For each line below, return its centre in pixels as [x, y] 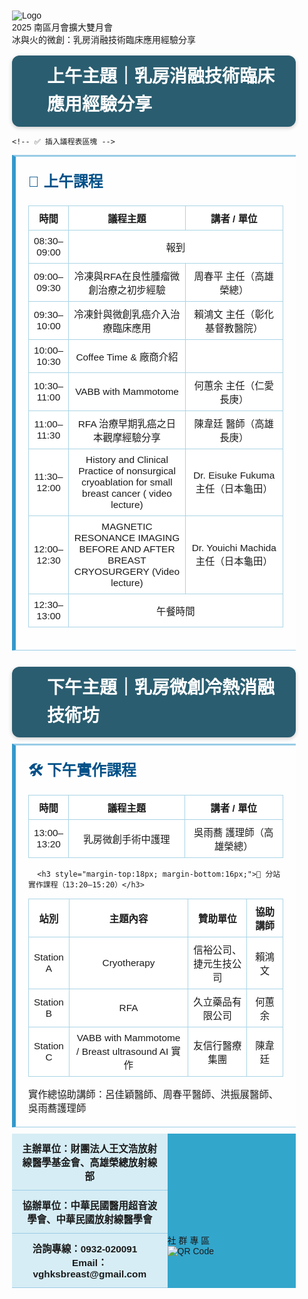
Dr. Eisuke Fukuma [234, 475]
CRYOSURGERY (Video [127, 572]
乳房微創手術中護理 [127, 840]
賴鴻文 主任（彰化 [233, 315]
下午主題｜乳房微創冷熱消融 [161, 687]
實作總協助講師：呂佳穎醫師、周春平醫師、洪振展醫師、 [153, 1094]
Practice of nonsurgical [127, 471]
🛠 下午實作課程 [82, 770]
